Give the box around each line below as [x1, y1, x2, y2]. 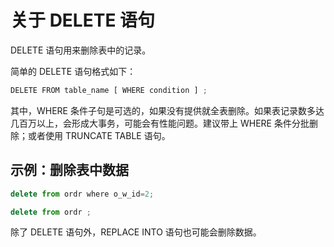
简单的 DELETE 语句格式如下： [10, 65, 137, 77]
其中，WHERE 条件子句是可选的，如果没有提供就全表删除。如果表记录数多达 [10, 104, 325, 116]
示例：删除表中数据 [10, 162, 129, 179]
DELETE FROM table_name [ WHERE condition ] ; [10, 85, 208, 95]
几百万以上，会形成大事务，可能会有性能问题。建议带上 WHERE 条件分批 [10, 117, 310, 129]
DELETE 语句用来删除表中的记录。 [10, 44, 152, 56]
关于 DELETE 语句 [10, 9, 156, 32]
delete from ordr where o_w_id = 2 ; [10, 189, 155, 199]
